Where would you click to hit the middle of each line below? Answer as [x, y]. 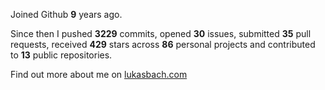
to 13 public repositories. [61, 55]
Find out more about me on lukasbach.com [99, 74]
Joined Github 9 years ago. [66, 14]
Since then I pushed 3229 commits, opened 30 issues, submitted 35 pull [161, 33]
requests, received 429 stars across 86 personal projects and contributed [163, 44]
